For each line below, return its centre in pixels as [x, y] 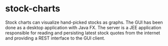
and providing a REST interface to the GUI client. [55, 38]
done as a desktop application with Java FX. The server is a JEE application [83, 27]
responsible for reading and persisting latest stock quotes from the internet [83, 33]
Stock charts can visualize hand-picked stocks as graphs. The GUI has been [84, 22]
